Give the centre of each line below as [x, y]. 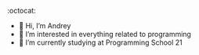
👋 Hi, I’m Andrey [45, 26]
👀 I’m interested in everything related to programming [105, 34]
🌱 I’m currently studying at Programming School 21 [101, 42]
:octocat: [22, 11]
